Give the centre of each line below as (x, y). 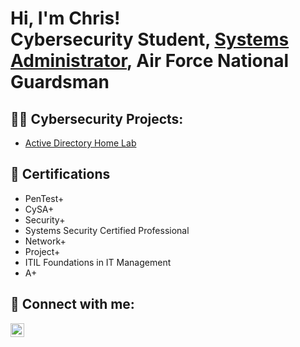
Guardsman (60, 82)
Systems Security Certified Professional (107, 230)
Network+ (45, 241)
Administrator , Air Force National (149, 61)
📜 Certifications (60, 174)
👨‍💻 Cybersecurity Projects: (97, 118)
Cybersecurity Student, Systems (150, 39)
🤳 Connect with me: (72, 304)
